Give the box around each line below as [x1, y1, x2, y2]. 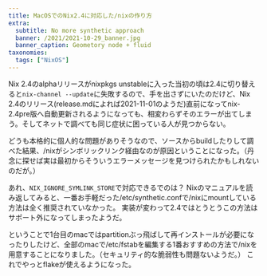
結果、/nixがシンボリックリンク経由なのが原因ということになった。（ [22, 145, 248, 156]
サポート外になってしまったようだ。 [8, 212, 127, 222]
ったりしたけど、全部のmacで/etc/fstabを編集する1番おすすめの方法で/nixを [8, 239, 257, 249]
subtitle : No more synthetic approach [15, 26, 145, 34]
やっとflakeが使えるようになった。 [22, 259, 136, 269]
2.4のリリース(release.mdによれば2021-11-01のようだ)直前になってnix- [8, 99, 241, 108]
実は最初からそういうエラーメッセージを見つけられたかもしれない [42, 156, 260, 165]
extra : [8, 19, 30, 27]
